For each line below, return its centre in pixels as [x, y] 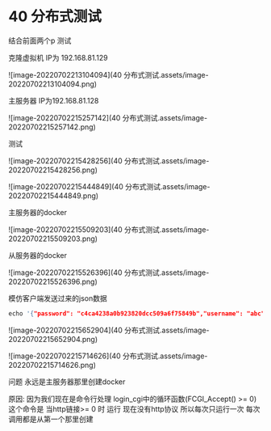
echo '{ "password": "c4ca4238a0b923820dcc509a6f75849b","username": [126, 313]
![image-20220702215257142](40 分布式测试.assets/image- [108, 117]
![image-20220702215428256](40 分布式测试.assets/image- [109, 161]
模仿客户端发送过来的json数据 [58, 298]
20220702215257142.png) [52, 127]
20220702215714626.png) [52, 365]
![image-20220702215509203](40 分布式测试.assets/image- [109, 229]
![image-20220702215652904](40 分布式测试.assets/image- [109, 330]
